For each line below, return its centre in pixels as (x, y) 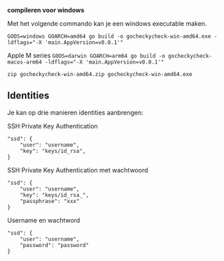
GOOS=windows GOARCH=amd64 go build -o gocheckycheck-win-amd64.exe (109, 36)
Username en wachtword (44, 220)
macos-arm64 (24, 62)
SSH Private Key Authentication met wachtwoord (78, 170)
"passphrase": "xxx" (50, 201)
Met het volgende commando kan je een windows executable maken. (107, 23)
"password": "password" (55, 245)
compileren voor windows (46, 10)
